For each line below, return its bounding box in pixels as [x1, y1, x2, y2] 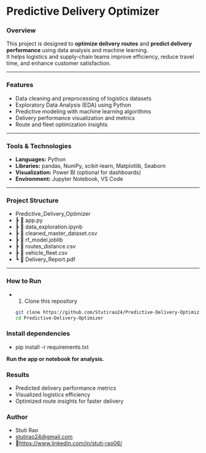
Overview [6, 26, 36, 35]
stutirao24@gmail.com [15, 433, 73, 441]
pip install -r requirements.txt [15, 343, 89, 351]
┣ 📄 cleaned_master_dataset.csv [15, 230, 97, 237]
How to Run [6, 277, 42, 286]
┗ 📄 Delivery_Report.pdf [15, 256, 75, 263]
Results [6, 370, 29, 379]
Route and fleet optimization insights [15, 121, 108, 128]
